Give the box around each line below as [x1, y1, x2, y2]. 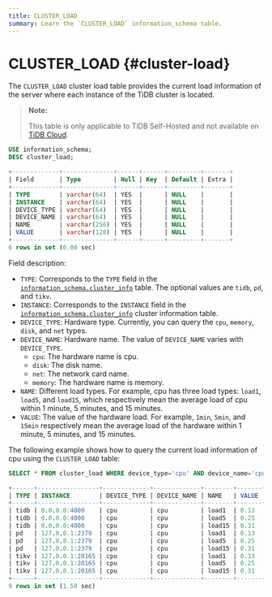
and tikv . [19, 291, 53, 301]
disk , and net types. [19, 326, 87, 335]
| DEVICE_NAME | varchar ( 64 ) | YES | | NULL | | [8, 213, 233, 222]
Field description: [8, 257, 66, 268]
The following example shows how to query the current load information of [8, 444, 257, 455]
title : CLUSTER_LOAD [8, 11, 79, 20]
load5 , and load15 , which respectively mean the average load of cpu [19, 395, 249, 404]
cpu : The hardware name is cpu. [32, 351, 139, 361]
